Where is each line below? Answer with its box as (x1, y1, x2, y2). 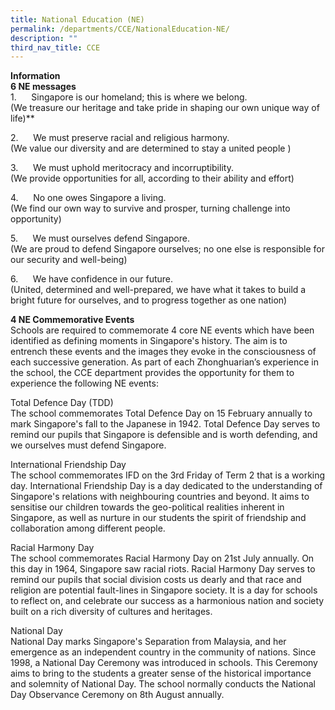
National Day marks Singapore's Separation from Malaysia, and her (10, 636, 287, 648)
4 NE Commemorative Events (10, 314, 135, 326)
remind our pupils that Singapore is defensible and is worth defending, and (10, 429, 318, 441)
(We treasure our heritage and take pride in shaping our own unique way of (10, 102, 320, 114)
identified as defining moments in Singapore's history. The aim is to (10, 335, 288, 347)
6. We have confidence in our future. (10, 273, 174, 285)
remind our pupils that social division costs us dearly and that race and (10, 574, 302, 586)
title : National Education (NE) (10, 14, 145, 25)
